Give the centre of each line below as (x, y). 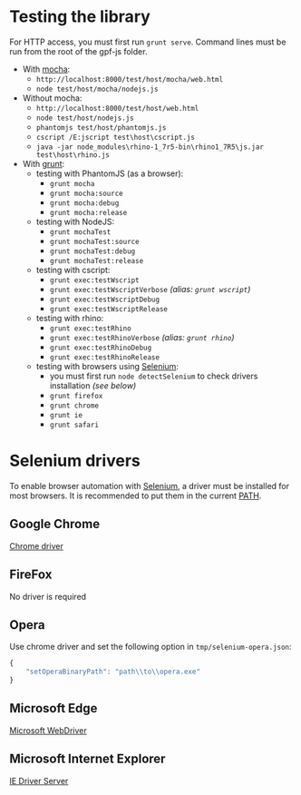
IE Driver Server (39, 780)
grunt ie (66, 415)
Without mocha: (52, 98)
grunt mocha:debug (84, 203)
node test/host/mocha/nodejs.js (97, 89)
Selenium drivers (75, 461)
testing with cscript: (73, 270)
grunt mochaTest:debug (92, 251)
